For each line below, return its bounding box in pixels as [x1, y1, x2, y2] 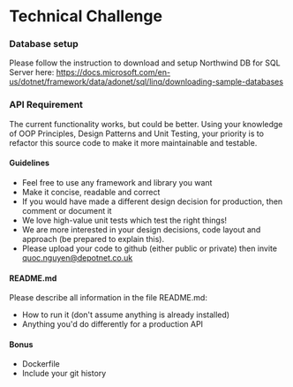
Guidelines [9, 157, 50, 169]
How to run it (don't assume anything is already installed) [21, 309, 230, 320]
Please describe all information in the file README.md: [9, 292, 207, 303]
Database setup [9, 38, 79, 50]
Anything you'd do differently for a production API [21, 319, 204, 330]
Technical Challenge [9, 6, 163, 27]
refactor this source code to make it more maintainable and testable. [9, 137, 258, 148]
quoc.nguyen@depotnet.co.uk [21, 252, 133, 262]
